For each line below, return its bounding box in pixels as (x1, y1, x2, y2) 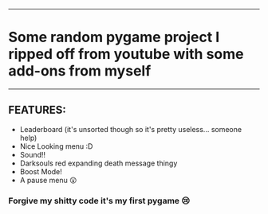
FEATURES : (8, 103, 66, 117)
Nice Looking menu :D (19, 141, 93, 151)
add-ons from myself (8, 62, 152, 80)
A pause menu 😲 (19, 175, 77, 185)
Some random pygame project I (8, 29, 220, 46)
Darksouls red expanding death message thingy (19, 158, 178, 168)
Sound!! (19, 150, 46, 159)
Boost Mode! (19, 166, 62, 176)
